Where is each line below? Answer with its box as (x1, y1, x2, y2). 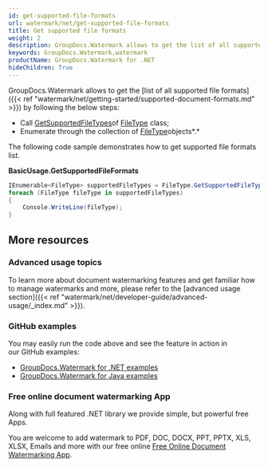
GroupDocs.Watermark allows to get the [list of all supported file (8, 85, 220, 95)
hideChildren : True (8, 64, 73, 72)
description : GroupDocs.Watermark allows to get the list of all (8, 42, 230, 49)
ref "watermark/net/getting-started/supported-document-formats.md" (23, 93, 255, 104)
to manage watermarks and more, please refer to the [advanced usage (8, 283, 241, 293)
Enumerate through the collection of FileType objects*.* (19, 126, 201, 136)
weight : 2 (8, 34, 41, 42)
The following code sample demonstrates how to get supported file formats (8, 141, 257, 152)
